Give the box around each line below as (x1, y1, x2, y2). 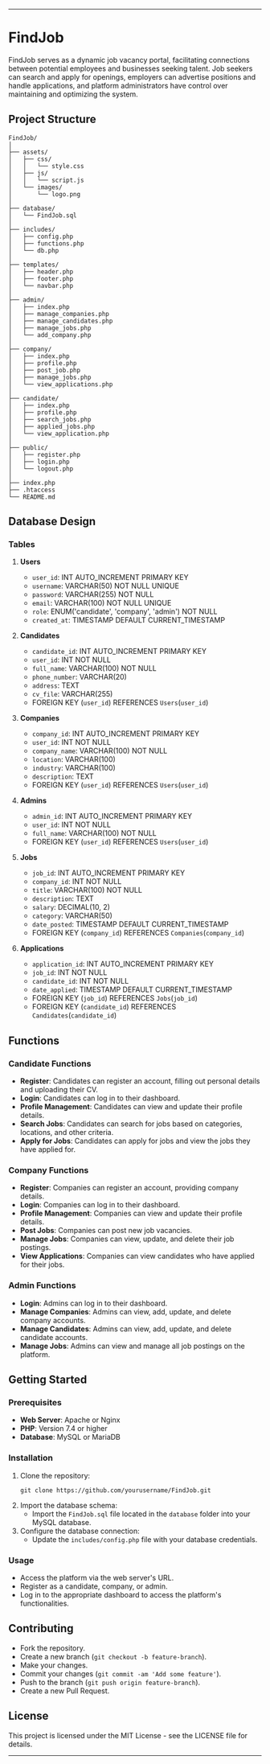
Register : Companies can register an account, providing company (19, 1183, 239, 1193)
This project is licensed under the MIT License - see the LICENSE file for (8, 1730, 247, 1740)
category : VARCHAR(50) (31, 911, 112, 921)
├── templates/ (8, 261, 59, 269)
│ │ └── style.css (8, 162, 84, 170)
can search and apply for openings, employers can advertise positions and (8, 72, 256, 81)
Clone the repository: (19, 1470, 91, 1480)
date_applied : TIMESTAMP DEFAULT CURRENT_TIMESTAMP (31, 985, 233, 994)
